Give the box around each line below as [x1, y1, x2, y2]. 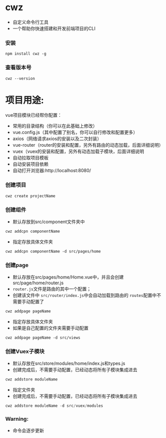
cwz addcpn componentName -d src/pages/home [5, 249, 101, 254]
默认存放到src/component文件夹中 [12, 218, 85, 225]
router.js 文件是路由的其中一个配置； [12, 286, 91, 292]
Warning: [5, 416, 29, 423]
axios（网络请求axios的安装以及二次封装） [12, 135, 102, 142]
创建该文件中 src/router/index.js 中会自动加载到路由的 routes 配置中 [12, 292, 157, 298]
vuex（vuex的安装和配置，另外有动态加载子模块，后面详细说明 [12, 148, 145, 154]
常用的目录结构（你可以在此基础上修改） [12, 123, 97, 129]
